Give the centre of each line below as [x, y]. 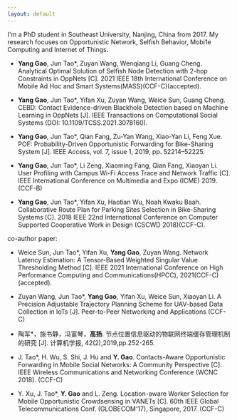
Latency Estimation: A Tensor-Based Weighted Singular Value [107, 260]
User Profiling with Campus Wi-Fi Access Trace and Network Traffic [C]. [124, 173]
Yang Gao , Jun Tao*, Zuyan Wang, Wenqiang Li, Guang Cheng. [110, 63]
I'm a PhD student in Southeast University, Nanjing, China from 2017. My [113, 34]
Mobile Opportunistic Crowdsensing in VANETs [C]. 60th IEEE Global [118, 401]
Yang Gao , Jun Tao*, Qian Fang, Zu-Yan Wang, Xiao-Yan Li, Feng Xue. [120, 136]
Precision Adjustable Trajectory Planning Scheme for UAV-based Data [120, 304]
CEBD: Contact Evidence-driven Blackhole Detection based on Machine [123, 107]
